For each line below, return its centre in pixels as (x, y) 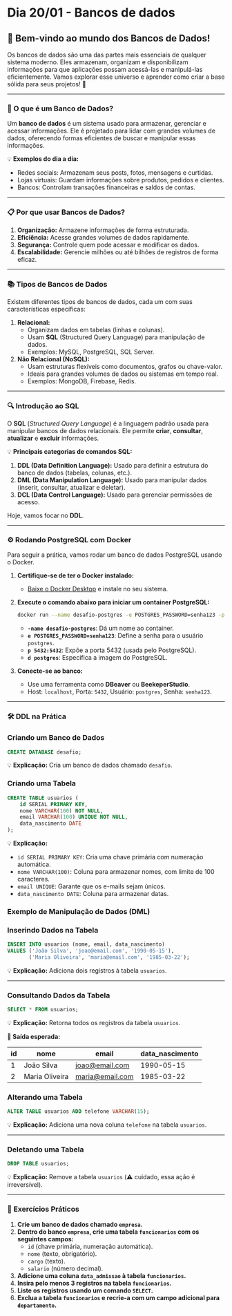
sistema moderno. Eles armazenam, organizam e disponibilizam (98, 62)
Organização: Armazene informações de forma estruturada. (103, 230)
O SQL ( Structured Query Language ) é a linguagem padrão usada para (108, 423)
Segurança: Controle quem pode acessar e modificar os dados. (108, 245)
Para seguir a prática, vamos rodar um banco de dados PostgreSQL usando (115, 555)
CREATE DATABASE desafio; (44, 752)
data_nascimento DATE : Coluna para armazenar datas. (93, 894)
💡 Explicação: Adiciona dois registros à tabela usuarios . (87, 970)
